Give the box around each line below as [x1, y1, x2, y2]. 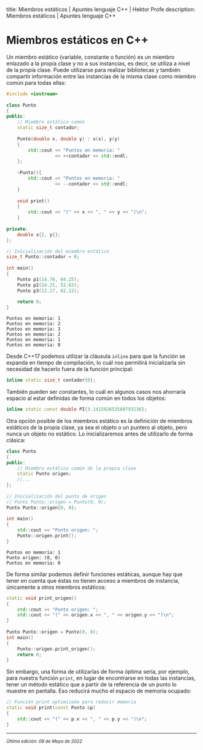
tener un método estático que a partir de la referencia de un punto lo [6, 681, 177, 688]
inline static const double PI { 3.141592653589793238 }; [6, 407, 147, 413]
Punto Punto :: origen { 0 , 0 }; [6, 505, 77, 511]
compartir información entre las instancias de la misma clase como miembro [6, 73, 196, 80]
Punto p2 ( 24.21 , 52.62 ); [17, 282, 80, 288]
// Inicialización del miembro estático [6, 248, 110, 254]
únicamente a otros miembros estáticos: [6, 583, 106, 591]
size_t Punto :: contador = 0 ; [6, 254, 80, 260]
